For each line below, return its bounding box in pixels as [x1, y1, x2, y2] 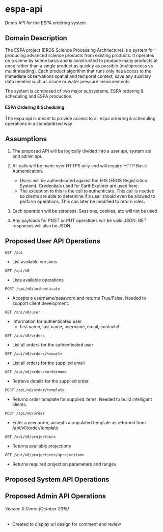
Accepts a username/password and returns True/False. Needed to [12, 295, 146, 301]
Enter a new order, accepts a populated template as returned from [12, 419, 146, 425]
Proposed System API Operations [5, 475, 109, 483]
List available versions [12, 258, 57, 264]
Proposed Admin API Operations [5, 492, 107, 501]
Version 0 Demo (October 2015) [5, 505, 70, 511]
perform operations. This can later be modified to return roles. [19, 198, 145, 204]
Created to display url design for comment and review [12, 521, 121, 527]
